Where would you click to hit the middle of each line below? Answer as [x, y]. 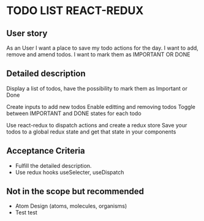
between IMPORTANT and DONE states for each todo [74, 113]
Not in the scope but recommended [75, 191]
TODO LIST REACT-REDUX [75, 11]
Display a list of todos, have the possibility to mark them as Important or [97, 88]
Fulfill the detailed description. [53, 165]
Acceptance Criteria [46, 151]
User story [27, 33]
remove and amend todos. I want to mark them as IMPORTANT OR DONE [98, 54]
